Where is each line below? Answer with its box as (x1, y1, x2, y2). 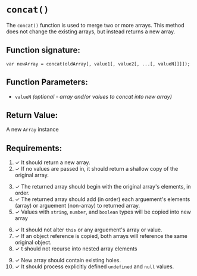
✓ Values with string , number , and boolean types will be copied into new (14, 208, 192, 215)
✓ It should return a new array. (14, 159, 90, 166)
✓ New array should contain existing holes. (14, 257, 121, 264)
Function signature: (6, 45, 80, 55)
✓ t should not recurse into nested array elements (14, 245, 137, 252)
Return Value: (6, 110, 58, 120)
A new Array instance (6, 126, 59, 133)
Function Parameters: (6, 77, 88, 87)
